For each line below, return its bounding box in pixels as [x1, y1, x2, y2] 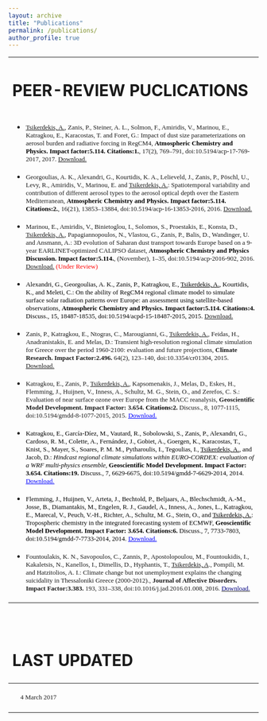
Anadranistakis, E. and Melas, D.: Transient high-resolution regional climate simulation [25, 338, 253, 347]
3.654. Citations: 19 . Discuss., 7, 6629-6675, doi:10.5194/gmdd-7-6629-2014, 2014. [25, 469, 245, 478]
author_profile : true [8, 33, 80, 42]
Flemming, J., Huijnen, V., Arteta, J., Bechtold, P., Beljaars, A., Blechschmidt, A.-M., [25, 494, 246, 503]
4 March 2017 [20, 692, 57, 701]
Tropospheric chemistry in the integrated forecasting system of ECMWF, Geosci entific [25, 518, 252, 527]
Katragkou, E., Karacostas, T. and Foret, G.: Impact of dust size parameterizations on [25, 131, 246, 140]
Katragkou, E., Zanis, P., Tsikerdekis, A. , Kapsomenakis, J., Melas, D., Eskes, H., [25, 379, 236, 388]
